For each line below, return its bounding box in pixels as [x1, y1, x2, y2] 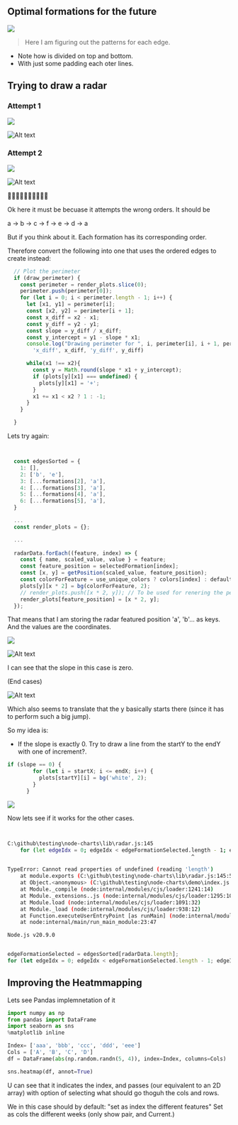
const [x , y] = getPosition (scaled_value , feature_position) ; [20, 570, 208, 577]
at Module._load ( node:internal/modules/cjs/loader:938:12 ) [20, 906, 201, 913]
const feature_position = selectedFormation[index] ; [20, 562, 179, 570]
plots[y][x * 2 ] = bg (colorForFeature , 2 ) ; [20, 582, 151, 589]
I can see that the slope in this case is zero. [7, 663, 134, 672]
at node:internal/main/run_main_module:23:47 [20, 919, 157, 926]
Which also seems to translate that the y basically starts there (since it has [7, 705, 225, 713]
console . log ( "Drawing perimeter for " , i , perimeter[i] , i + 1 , [25, 340, 220, 347]
